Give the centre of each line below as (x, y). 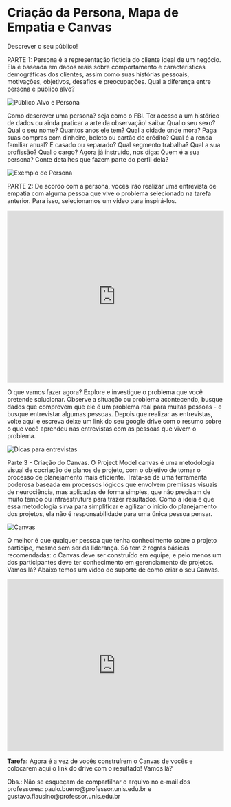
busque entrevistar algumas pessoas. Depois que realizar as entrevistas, (110, 413)
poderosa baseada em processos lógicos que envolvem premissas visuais (112, 484)
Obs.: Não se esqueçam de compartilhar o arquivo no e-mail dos (99, 782)
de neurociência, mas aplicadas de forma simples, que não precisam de (109, 492)
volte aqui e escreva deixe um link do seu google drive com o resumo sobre (114, 421)
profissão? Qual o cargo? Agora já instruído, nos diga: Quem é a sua (103, 152)
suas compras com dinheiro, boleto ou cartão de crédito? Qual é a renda (110, 137)
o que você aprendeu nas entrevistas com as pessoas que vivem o (102, 429)
